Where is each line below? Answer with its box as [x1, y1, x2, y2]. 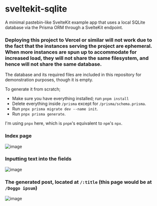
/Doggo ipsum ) [5, 185, 38, 191]
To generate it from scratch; [5, 86, 61, 92]
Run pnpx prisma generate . [12, 111, 66, 117]
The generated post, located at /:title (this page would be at [5, 178, 152, 185]
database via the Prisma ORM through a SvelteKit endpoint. [5, 24, 123, 30]
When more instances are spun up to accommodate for [5, 48, 137, 55]
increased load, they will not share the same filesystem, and [5, 55, 149, 61]
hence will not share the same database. [5, 60, 102, 67]
